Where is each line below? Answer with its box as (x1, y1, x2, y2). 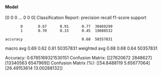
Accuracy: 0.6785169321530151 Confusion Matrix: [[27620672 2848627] (5, 55, 152, 61)
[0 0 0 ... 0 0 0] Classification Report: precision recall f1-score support (5, 15, 147, 20)
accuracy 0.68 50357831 (5, 37, 113, 42)
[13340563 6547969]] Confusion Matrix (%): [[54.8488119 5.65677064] (5, 60, 150, 66)
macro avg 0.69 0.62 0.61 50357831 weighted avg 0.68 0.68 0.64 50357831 (5, 45, 158, 51)
